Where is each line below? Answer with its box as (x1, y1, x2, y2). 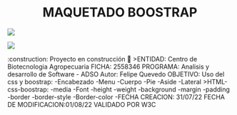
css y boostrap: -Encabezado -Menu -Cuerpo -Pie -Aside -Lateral (7, 77, 202, 86)
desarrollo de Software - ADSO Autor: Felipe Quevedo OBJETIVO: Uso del (7, 69, 225, 79)
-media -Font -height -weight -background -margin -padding (50, 85, 231, 94)
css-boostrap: (7, 85, 49, 94)
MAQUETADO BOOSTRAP (42, 4, 198, 21)
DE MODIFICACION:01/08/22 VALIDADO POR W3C (7, 100, 156, 109)
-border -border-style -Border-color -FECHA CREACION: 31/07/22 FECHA (7, 92, 225, 101)
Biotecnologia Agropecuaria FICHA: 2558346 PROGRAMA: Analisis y (7, 62, 209, 71)
